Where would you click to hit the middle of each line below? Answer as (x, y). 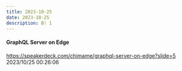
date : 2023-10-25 (28, 17)
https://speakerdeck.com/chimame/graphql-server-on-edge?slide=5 (91, 55)
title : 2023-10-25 (29, 12)
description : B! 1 (29, 23)
